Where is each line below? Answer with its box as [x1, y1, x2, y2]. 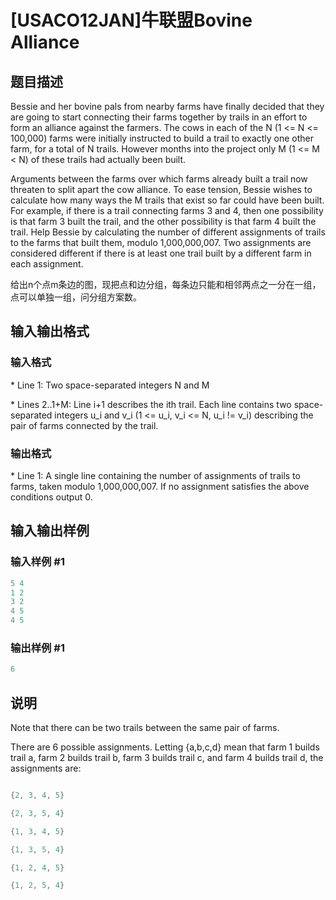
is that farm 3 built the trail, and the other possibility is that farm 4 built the [10, 216, 317, 227]
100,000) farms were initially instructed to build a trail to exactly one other [10, 132, 315, 144]
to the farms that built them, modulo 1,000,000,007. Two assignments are [10, 237, 312, 248]
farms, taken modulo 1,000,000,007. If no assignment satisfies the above [10, 480, 310, 492]
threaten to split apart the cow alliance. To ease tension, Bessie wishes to [10, 184, 313, 195]
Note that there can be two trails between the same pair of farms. [10, 722, 280, 734]
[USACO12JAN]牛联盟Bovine [10, 9, 253, 32]
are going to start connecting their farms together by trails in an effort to [10, 111, 308, 123]
